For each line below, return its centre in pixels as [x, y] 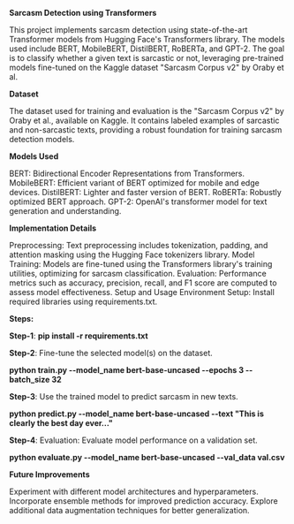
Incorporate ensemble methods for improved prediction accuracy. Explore [143, 501]
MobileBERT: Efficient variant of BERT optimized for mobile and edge [135, 183]
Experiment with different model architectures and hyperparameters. [134, 491]
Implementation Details [53, 228]
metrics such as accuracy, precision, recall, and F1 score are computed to [143, 283]
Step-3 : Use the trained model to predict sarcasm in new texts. [124, 396]
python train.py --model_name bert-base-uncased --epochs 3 [127, 370]
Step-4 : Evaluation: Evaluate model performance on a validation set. [133, 440]
